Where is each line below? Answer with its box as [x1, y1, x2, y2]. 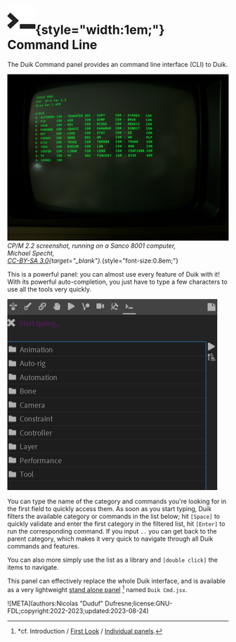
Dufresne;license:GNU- [105, 599, 173, 608]
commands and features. [7, 541, 80, 550]
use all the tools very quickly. [7, 284, 91, 294]
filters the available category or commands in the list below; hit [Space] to [7, 512, 221, 520]
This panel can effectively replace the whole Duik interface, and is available [7, 577, 226, 585]
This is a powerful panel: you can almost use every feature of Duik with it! [7, 270, 220, 278]
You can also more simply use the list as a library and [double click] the [7, 555, 218, 564]
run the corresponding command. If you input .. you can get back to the [7, 527, 217, 535]
